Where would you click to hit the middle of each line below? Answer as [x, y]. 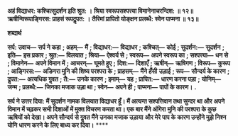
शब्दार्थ [15, 33]
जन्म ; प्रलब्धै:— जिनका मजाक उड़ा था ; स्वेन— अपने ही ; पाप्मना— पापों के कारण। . [102, 87]
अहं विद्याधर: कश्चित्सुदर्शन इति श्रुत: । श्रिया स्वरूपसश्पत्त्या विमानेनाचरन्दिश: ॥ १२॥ [101, 11]
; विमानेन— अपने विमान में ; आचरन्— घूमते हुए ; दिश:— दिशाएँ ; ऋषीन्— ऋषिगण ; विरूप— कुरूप [119, 63]
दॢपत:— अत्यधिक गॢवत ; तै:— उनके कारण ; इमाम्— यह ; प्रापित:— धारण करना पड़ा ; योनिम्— [114, 79]
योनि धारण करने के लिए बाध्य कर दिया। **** [58, 125]
